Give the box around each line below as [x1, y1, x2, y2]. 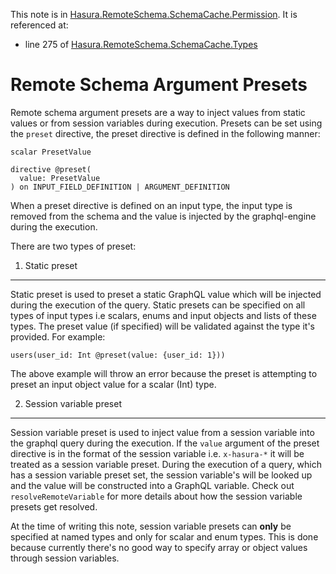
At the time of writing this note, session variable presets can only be [10, 520, 292, 532]
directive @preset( [10, 164, 92, 174]
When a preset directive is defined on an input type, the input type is [10, 199, 293, 211]
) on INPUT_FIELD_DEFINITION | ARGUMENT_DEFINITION [10, 182, 230, 192]
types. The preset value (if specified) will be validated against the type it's [10, 320, 315, 332]
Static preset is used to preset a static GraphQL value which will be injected [10, 288, 322, 300]
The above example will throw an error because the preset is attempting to [10, 367, 318, 379]
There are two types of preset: [10, 240, 137, 252]
